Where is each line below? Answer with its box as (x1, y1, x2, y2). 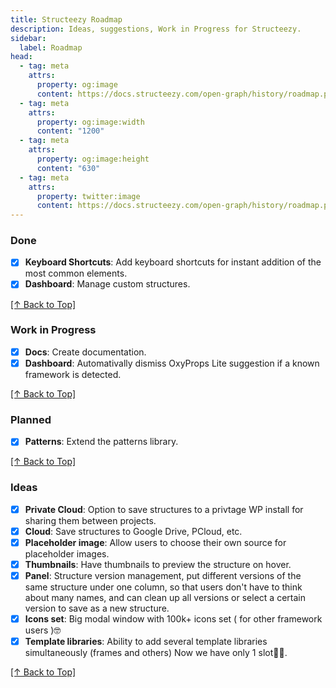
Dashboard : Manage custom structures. (24, 278, 191, 290)
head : (10, 52, 33, 62)
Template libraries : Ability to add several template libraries (24, 636, 268, 647)
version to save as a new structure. (24, 602, 170, 614)
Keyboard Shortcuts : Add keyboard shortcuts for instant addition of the (24, 256, 322, 268)
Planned (10, 412, 52, 426)
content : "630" (36, 163, 101, 173)
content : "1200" (36, 126, 105, 136)
